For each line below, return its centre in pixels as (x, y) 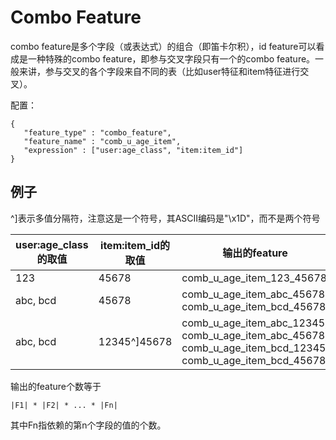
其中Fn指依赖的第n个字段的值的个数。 (88, 425)
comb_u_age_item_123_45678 (254, 278)
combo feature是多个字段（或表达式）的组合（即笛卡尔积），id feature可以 (163, 46)
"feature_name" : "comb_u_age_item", (102, 141)
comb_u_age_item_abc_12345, (254, 323)
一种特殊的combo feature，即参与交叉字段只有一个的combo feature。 (171, 58)
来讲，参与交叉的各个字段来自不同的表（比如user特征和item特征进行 (159, 71)
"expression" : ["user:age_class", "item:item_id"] (133, 150)
